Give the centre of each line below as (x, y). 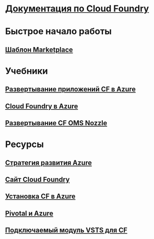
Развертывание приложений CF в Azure (70, 89)
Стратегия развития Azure (48, 163)
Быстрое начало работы (58, 32)
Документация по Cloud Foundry (77, 9)
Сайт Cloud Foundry (38, 180)
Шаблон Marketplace (39, 49)
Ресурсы (25, 144)
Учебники (27, 71)
